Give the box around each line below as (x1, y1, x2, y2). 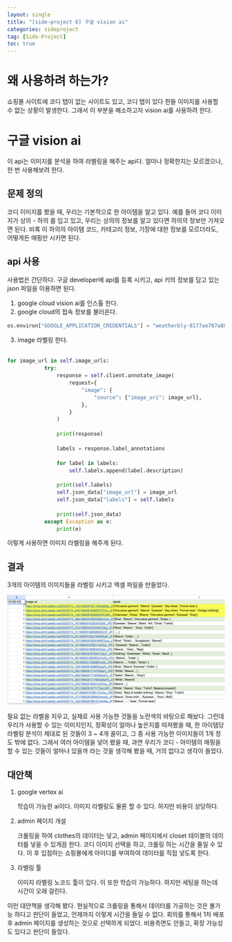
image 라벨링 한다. (17, 336, 68, 344)
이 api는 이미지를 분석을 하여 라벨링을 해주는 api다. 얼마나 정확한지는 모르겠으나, (7, 157, 223, 165)
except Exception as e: (43, 518, 113, 525)
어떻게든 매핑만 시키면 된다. (7, 233, 81, 242)
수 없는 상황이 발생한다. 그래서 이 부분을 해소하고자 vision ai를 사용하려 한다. (7, 106, 213, 114)
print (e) (56, 525, 81, 532)
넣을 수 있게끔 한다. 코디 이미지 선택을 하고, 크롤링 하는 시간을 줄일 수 (30, 840, 216, 848)
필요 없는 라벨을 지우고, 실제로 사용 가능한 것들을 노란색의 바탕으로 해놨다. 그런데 (7, 712, 224, 721)
